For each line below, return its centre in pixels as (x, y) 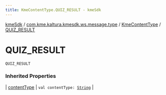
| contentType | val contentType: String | (49, 87)
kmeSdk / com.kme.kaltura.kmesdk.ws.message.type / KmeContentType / (83, 24)
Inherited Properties (31, 76)
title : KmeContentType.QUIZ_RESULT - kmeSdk (53, 10)
